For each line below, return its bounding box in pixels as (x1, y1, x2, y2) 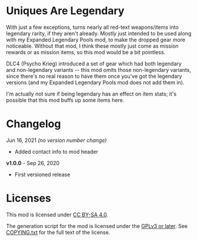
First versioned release (14, 171, 71, 178)
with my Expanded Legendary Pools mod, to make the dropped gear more (6, 36, 186, 43)
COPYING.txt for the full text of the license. (6, 229, 111, 236)
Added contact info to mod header (14, 148, 99, 155)
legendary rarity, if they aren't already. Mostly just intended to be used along (6, 29, 192, 37)
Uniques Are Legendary (6, 4, 125, 18)
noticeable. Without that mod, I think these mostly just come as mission (6, 42, 179, 49)
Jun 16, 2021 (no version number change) (6, 137, 107, 144)
